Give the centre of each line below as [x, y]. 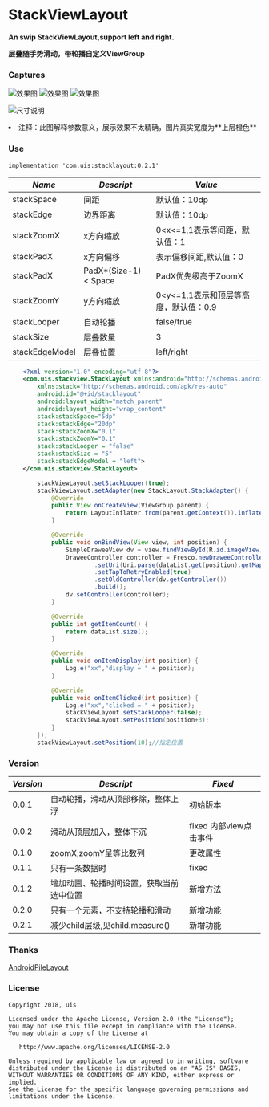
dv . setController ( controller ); [118, 595]
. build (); [110, 588]
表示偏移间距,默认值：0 [200, 257]
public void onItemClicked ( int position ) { [124, 698]
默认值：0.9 [194, 307]
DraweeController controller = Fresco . [132, 557]
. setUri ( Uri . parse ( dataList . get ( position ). [168, 565]
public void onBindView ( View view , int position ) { [139, 542]
